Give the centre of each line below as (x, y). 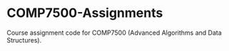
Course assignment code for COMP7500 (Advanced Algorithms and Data (114, 33)
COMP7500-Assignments (85, 13)
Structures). (24, 40)
